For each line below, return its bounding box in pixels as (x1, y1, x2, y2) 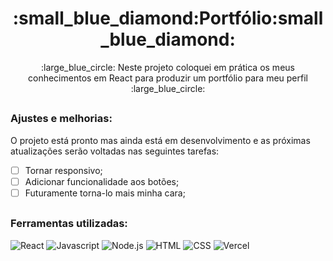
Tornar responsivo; (24, 164, 103, 176)
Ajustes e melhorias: (10, 112, 113, 126)
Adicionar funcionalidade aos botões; (24, 175, 180, 187)
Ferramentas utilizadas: (10, 217, 128, 231)
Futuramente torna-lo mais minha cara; (24, 187, 186, 199)
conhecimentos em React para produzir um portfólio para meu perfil (28, 72, 308, 84)
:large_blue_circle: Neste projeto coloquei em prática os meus (41, 61, 295, 73)
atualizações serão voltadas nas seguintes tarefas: (10, 145, 220, 157)
